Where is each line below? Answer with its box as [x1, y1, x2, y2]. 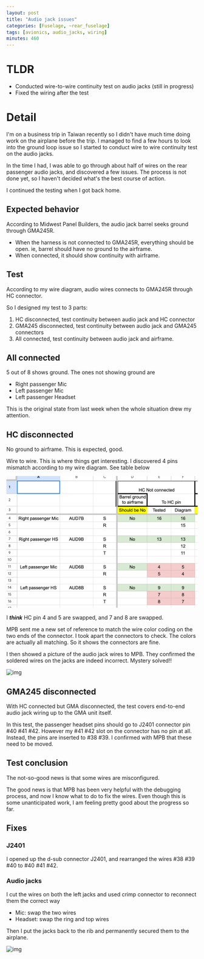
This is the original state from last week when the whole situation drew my [6, 405, 192, 412]
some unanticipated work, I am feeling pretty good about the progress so [6, 799, 189, 806]
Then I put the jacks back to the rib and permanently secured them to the [6, 927, 189, 935]
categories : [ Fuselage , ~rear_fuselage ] [6, 23, 110, 29]
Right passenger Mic [15, 381, 67, 388]
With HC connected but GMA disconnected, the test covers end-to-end [6, 702, 185, 710]
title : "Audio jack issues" [6, 16, 78, 23]
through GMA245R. [6, 227, 55, 234]
